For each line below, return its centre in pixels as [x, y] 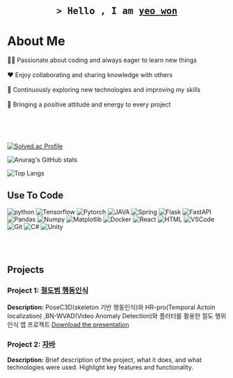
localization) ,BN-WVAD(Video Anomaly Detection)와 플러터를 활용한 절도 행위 [117, 315]
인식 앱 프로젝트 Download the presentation [68, 324]
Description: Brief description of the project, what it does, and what [104, 360]
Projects [26, 270]
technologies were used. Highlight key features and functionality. [100, 368]
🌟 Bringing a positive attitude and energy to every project [89, 104]
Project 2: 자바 [31, 344]
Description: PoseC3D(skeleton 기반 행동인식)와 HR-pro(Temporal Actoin [111, 307]
